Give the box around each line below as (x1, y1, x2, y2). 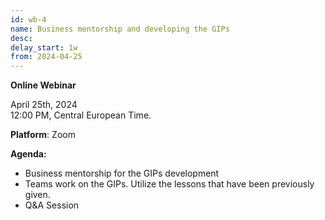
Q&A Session (24, 199, 80, 211)
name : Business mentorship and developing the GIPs (10, 24, 230, 34)
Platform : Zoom (10, 129, 76, 141)
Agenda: (10, 148, 47, 160)
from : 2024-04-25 (10, 52, 83, 62)
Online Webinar (10, 79, 77, 91)
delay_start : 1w (10, 42, 78, 53)
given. (24, 189, 51, 201)
